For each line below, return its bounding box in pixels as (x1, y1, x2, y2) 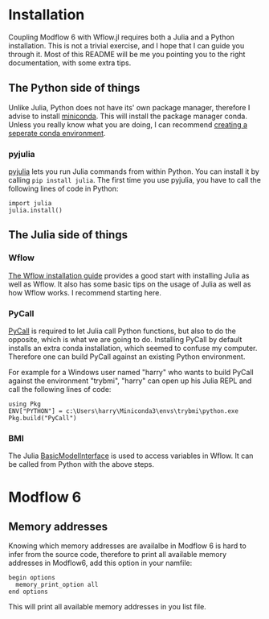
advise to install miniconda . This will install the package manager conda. (8, 111, 247, 121)
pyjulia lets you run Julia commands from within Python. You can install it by (8, 167, 259, 176)
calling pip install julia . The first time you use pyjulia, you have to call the (8, 175, 261, 185)
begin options (8, 574, 56, 582)
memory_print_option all (15, 581, 99, 589)
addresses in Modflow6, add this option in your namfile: (8, 558, 193, 568)
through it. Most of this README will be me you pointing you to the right (8, 49, 246, 59)
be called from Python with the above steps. (8, 460, 155, 469)
